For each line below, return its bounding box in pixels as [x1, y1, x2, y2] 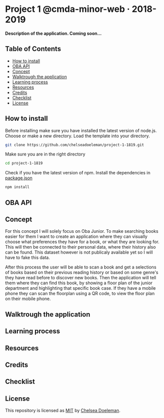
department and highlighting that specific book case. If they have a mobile [5, 285, 156, 291]
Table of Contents [5, 45, 62, 53]
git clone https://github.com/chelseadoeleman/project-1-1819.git [5, 142, 144, 147]
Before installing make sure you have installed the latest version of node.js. [5, 127, 157, 133]
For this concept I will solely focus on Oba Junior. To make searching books [5, 228, 159, 234]
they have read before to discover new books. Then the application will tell [5, 275, 157, 281]
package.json [5, 175, 33, 181]
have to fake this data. [5, 255, 50, 261]
